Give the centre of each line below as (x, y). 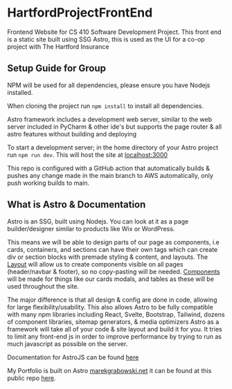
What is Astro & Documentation (77, 205)
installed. (20, 92)
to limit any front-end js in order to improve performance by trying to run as (114, 336)
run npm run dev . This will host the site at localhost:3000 (88, 154)
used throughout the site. (43, 286)
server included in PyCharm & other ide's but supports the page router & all (115, 127)
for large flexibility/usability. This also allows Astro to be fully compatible (110, 307)
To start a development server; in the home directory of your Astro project (113, 147)
